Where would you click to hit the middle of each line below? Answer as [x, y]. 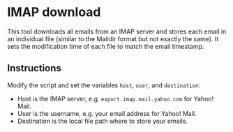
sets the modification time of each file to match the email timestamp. [106, 46]
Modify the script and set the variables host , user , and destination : [104, 85]
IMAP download [54, 12]
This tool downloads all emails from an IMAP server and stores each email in [117, 31]
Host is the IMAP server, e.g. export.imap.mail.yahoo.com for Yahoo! [115, 98]
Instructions [34, 68]
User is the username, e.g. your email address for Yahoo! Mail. [107, 113]
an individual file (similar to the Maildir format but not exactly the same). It [113, 38]
